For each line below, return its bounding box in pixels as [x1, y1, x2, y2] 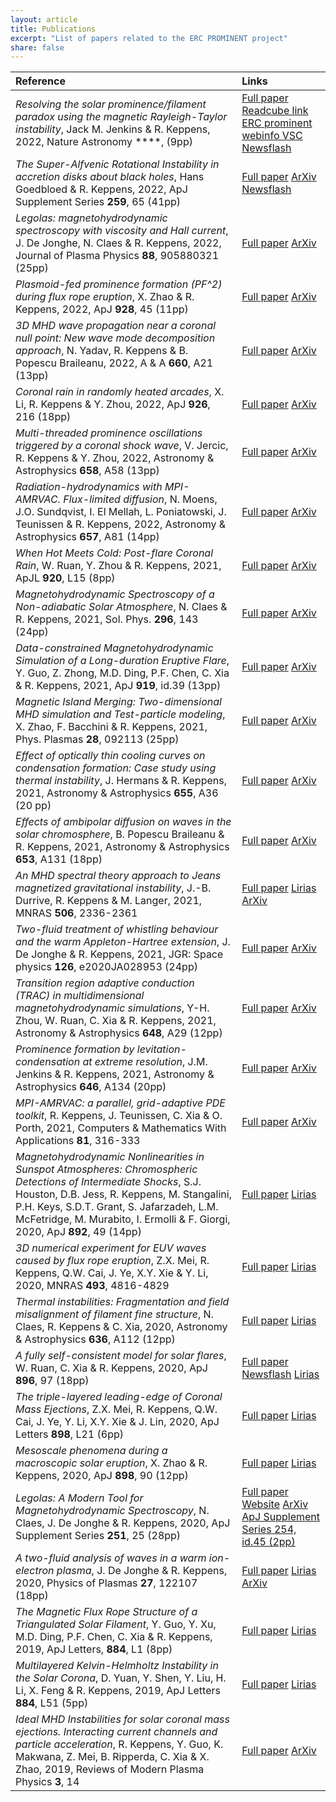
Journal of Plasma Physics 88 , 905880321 [15, 249, 219, 263]
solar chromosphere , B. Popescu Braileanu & [15, 827, 225, 841]
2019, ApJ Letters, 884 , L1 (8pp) [15, 1642, 173, 1656]
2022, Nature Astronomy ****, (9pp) [15, 135, 193, 149]
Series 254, [241, 1522, 297, 1536]
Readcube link [241, 104, 309, 118]
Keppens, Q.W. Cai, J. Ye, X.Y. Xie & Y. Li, [15, 1266, 209, 1280]
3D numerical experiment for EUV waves [15, 1241, 207, 1255]
